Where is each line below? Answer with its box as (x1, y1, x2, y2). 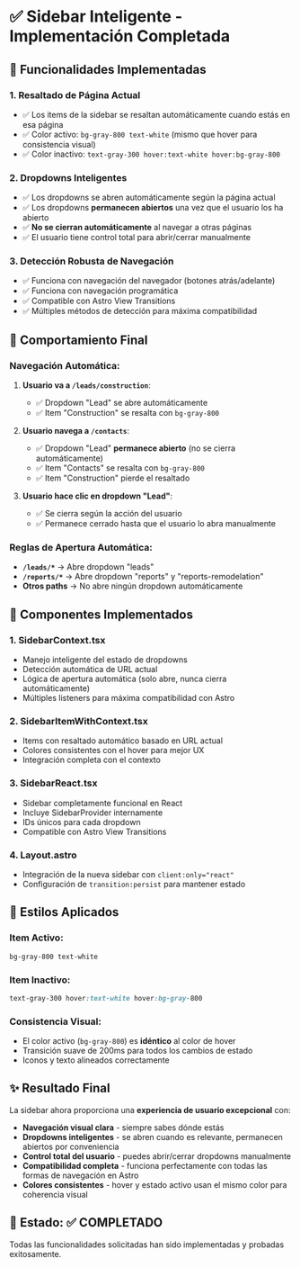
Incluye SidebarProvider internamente (22, 807, 163, 818)
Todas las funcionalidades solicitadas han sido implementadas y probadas (9, 1239, 285, 1250)
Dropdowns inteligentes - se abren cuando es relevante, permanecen (22, 1131, 283, 1142)
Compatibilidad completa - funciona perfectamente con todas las (22, 1160, 268, 1171)
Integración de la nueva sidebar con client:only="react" (22, 869, 234, 880)
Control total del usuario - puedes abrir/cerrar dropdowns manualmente (22, 1150, 292, 1162)
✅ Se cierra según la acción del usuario (35, 508, 182, 519)
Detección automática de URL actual (22, 664, 158, 675)
